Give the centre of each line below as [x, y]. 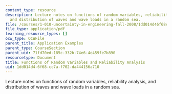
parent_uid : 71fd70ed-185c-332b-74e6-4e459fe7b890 [60, 53]
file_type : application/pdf [35, 29]
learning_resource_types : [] [36, 34]
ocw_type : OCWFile [25, 39]
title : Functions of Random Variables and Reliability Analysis [75, 62]
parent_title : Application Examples [44, 43]
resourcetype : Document [31, 57]
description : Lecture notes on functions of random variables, [74, 15]
